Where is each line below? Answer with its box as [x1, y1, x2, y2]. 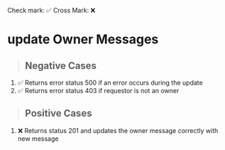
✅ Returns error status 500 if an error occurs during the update [17, 78, 204, 87]
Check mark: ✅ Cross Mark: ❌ [7, 6, 96, 14]
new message [17, 134, 59, 143]
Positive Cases [24, 107, 92, 119]
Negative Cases [24, 60, 97, 72]
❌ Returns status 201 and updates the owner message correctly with [17, 126, 219, 134]
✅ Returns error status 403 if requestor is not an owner [17, 87, 180, 95]
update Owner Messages [7, 31, 159, 48]
